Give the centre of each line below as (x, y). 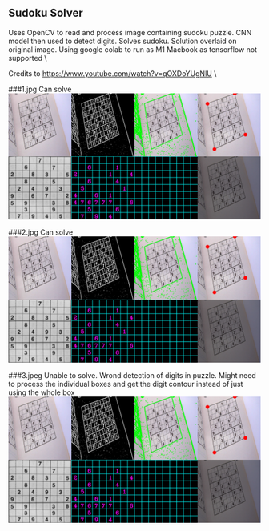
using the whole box (42, 392)
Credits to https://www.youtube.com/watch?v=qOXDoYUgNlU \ (112, 73)
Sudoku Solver (46, 13)
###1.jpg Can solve (40, 89)
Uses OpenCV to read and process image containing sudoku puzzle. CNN (130, 32)
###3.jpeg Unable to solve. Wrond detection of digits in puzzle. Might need (132, 375)
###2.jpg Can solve (41, 232)
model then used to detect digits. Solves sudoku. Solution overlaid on (122, 41)
